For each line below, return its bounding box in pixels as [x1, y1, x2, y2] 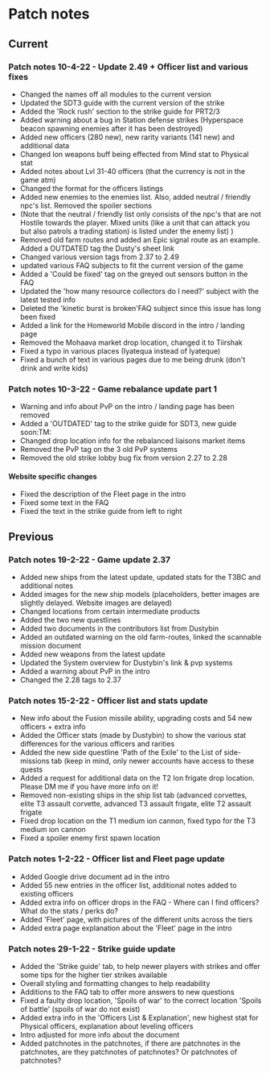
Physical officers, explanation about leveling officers [19, 1021, 194, 1031]
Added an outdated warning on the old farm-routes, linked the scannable [19, 632, 262, 642]
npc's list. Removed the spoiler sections [19, 201, 153, 210]
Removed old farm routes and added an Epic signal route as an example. [19, 234, 260, 244]
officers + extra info [19, 722, 86, 731]
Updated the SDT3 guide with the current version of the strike [19, 97, 225, 107]
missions [19, 756, 50, 766]
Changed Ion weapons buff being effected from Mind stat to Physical [19, 149, 249, 159]
